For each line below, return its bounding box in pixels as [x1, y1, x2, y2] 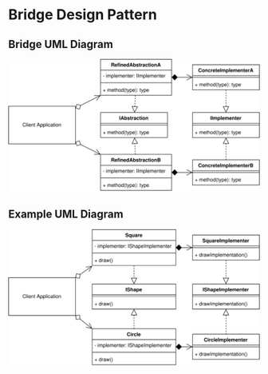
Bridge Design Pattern [8, 6, 157, 24]
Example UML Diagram [8, 208, 124, 221]
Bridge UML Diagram [8, 38, 113, 51]
